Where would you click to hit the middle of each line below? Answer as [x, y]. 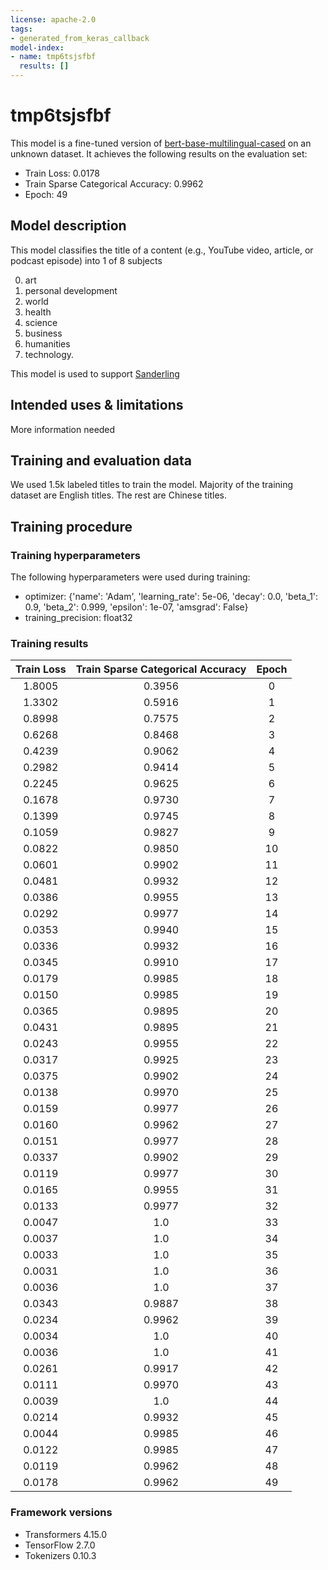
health [38, 312]
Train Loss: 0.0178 [62, 173]
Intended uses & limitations [97, 405]
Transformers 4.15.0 [66, 1534]
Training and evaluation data [101, 460]
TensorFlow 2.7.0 [60, 1545]
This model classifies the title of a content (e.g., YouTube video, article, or [162, 250]
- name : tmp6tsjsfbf [53, 57]
